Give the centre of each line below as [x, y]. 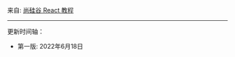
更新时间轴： [26, 31]
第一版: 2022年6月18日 [50, 46]
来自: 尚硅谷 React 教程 [41, 10]
